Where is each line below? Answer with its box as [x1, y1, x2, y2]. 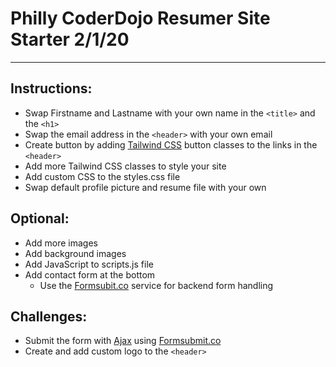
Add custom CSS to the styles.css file [24, 170, 181, 182]
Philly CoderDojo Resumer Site [10, 7, 271, 30]
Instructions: [10, 80, 93, 97]
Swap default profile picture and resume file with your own [24, 181, 267, 193]
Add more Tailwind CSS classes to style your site [24, 160, 227, 172]
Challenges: [10, 308, 88, 325]
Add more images [24, 237, 98, 249]
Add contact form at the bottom [24, 268, 156, 281]
